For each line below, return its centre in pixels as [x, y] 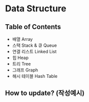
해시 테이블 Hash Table [35, 76]
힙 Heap [20, 58]
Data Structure [36, 9]
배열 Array [22, 39]
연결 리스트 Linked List [34, 51]
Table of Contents [33, 27]
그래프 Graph [25, 70]
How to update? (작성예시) [45, 93]
